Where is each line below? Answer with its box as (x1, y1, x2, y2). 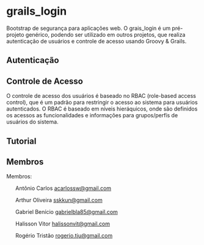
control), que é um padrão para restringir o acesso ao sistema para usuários (6, 99, 198, 106)
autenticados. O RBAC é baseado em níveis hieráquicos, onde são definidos (6, 105, 198, 112)
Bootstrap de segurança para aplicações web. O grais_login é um (6, 24, 171, 32)
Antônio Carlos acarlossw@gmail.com (15, 185, 112, 192)
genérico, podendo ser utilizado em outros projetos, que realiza (25, 31, 186, 38)
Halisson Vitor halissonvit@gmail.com (15, 220, 111, 227)
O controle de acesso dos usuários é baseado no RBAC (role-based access (6, 92, 197, 100)
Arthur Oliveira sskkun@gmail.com (15, 197, 103, 204)
